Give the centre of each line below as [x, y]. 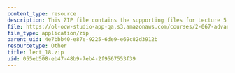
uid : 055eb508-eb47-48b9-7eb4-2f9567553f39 [72, 59]
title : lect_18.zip [36, 53]
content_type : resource [42, 14]
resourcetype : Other [37, 46]
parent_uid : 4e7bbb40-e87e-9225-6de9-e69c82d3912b [83, 40]
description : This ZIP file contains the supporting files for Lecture [114, 20]
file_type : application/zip [48, 33]
